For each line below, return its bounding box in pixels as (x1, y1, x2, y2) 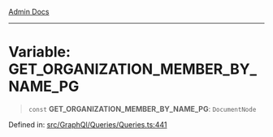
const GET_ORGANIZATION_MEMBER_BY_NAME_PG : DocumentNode (28, 104, 257, 113)
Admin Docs (8, 7, 50, 16)
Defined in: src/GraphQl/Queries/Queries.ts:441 (8, 119, 167, 129)
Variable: (8, 43, 71, 62)
